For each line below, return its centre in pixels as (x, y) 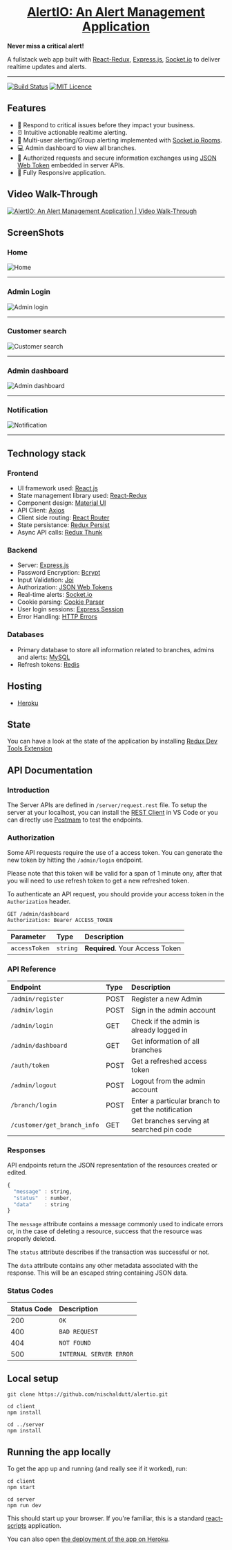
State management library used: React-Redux (82, 496)
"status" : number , (43, 1198)
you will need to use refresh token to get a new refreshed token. (98, 881)
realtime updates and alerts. (47, 66)
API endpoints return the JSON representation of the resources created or (112, 1165)
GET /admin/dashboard (38, 914)
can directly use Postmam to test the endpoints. (75, 820)
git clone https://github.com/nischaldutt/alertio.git (88, 1394)
